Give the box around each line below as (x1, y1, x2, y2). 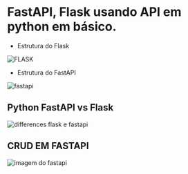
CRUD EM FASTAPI (7, 140, 89, 152)
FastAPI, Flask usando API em (7, 4, 182, 20)
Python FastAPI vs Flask (7, 101, 114, 114)
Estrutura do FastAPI (17, 68, 76, 77)
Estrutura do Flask (17, 41, 70, 50)
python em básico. (7, 19, 117, 35)
